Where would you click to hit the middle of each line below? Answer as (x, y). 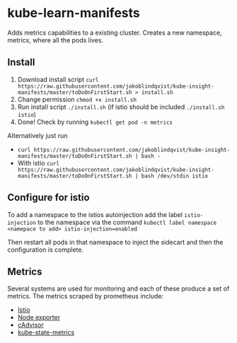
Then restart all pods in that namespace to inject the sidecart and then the (115, 242)
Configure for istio (48, 198)
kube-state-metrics (46, 332)
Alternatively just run (37, 135)
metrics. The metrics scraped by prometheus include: (86, 296)
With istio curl (39, 163)
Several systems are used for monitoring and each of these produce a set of (118, 289)
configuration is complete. (45, 250)
